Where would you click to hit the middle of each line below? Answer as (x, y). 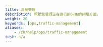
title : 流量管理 (20, 10)
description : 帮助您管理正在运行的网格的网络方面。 (53, 14)
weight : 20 (16, 19)
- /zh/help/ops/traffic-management (51, 32)
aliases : (14, 28)
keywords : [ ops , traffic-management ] (43, 23)
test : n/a (15, 37)
